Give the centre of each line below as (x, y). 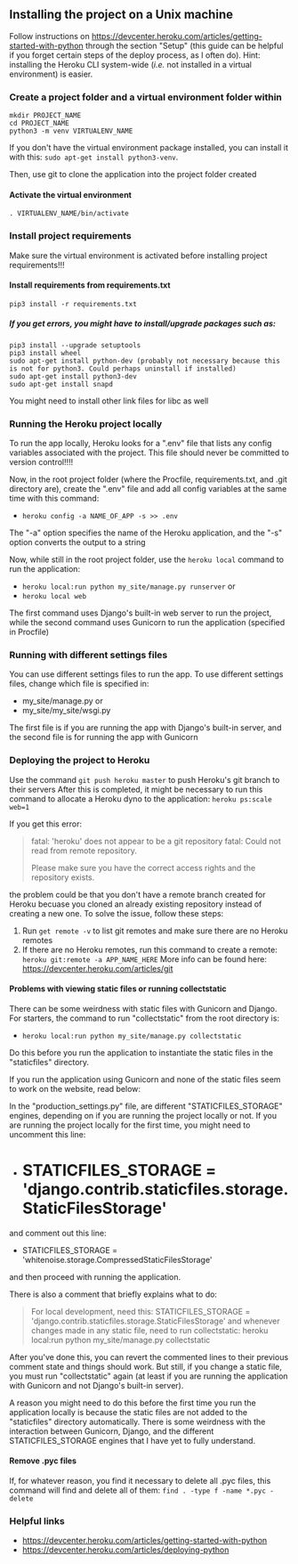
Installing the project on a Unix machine (121, 15)
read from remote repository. (84, 851)
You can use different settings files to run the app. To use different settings (146, 674)
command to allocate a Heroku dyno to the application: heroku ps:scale (141, 798)
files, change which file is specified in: (79, 684)
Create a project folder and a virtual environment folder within (146, 97)
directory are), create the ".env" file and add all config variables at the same (148, 489)
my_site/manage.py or (63, 701)
